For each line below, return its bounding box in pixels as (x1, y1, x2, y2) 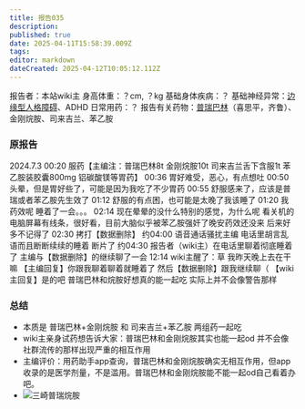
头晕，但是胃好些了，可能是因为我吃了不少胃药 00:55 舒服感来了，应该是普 (9, 183, 291, 194)
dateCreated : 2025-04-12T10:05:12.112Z (9, 65, 161, 74)
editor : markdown (9, 56, 76, 65)
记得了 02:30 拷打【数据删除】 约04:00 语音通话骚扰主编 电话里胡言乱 (25, 229, 290, 240)
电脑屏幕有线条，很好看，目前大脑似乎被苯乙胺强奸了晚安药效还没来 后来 (9, 218, 283, 229)
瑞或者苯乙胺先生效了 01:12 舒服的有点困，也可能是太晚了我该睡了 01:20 (9, 195, 280, 206)
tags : (9, 47, 30, 56)
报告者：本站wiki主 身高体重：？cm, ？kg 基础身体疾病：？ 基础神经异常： (9, 90, 288, 101)
